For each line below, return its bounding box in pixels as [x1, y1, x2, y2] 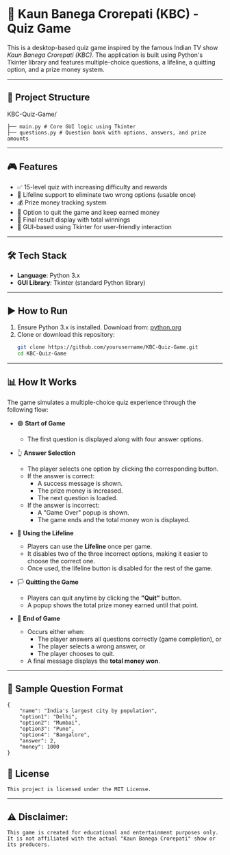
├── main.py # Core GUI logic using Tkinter [7, 123, 136, 130]
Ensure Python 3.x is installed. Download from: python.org [16, 323, 181, 331]
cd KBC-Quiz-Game [16, 350, 67, 358]
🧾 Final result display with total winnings [16, 215, 131, 224]
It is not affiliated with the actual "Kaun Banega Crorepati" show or [7, 835, 216, 843]
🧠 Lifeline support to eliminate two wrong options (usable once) [16, 190, 196, 198]
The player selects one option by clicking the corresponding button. [27, 465, 219, 473]
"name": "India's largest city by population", [19, 707, 157, 714]
